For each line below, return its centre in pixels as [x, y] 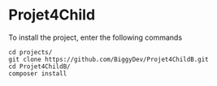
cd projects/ [30, 52]
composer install [38, 73]
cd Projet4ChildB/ [39, 67]
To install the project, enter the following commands [95, 37]
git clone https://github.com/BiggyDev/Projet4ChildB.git [108, 59]
